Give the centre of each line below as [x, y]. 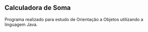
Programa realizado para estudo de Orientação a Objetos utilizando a [74, 19]
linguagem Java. [21, 24]
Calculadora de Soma [38, 8]
